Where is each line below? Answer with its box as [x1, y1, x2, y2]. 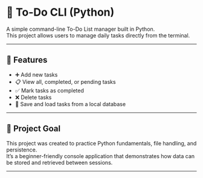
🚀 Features [6, 55, 48, 65]
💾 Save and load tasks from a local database [14, 100, 126, 107]
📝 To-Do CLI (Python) [6, 5, 115, 19]
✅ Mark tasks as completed [14, 87, 85, 94]
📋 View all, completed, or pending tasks [14, 78, 116, 85]
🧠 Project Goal [6, 124, 61, 134]
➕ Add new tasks [14, 71, 58, 78]
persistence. [6, 146, 37, 153]
